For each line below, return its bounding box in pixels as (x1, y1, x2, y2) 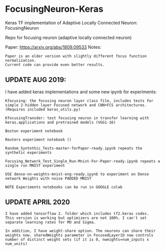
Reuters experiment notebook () (5, 137, 72, 142)
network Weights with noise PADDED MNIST (5, 176, 92, 181)
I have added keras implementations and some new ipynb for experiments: (5, 89, 157, 95)
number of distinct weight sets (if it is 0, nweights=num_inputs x (5, 237, 149, 242)
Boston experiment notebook (5, 128, 63, 134)
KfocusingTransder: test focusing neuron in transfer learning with (5, 115, 149, 120)
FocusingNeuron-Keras (5, 3, 104, 15)
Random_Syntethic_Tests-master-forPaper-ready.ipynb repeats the (5, 145, 142, 151)
